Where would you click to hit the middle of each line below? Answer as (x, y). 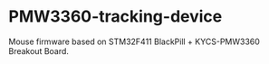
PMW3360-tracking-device (115, 17)
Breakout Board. (39, 50)
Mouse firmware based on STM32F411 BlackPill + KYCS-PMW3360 (134, 41)
